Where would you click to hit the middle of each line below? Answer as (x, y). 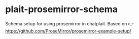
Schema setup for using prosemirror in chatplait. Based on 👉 (69, 23)
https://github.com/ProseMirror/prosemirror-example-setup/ (68, 31)
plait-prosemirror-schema (62, 9)
